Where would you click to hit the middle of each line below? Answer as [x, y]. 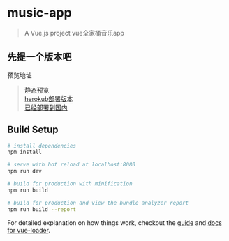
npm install [24, 152]
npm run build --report [42, 209]
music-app [39, 13]
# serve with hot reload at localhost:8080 [72, 165]
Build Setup [33, 130]
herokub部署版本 [49, 98]
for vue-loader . [29, 230]
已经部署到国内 [46, 107]
